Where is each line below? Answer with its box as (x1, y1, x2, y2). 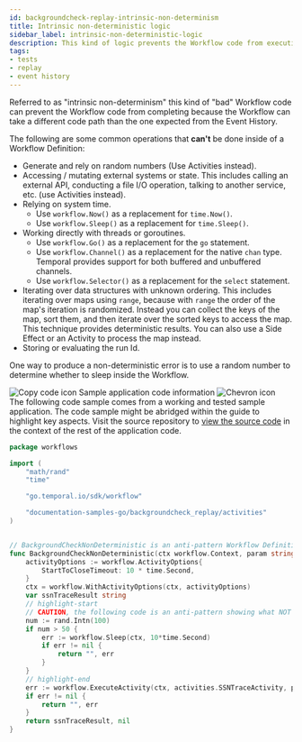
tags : (9, 47, 30, 56)
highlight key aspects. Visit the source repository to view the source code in (9, 416, 290, 426)
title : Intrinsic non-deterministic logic (9, 22, 171, 31)
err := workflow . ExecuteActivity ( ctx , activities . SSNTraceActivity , (25, 682, 288, 692)
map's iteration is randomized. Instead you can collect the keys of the (22, 304, 280, 315)
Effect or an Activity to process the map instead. (22, 333, 202, 344)
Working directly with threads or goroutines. (22, 227, 186, 238)
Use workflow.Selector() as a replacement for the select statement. (35, 275, 290, 286)
